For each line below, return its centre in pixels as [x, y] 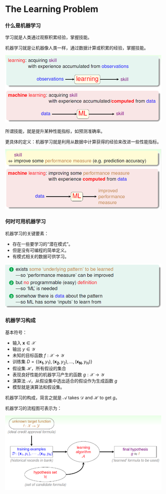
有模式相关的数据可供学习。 [41, 256]
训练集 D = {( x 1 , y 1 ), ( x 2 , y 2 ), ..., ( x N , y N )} [52, 362]
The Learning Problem [52, 9]
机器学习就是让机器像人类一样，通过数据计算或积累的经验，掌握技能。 [77, 48]
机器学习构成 [21, 320]
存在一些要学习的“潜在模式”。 [43, 244]
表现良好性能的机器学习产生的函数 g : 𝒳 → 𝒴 [58, 375]
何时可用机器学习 [26, 221]
